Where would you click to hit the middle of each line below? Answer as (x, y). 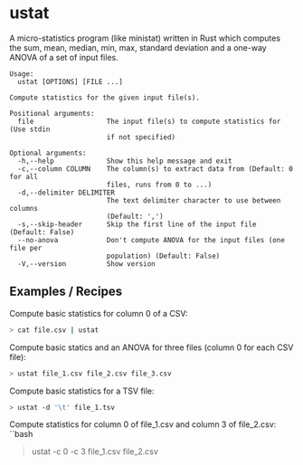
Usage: (22, 74)
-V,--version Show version (86, 264)
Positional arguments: (52, 113)
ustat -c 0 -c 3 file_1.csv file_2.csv (95, 451)
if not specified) (141, 137)
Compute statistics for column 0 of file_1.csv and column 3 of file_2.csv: (143, 424)
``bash (21, 434)
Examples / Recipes (66, 292)
